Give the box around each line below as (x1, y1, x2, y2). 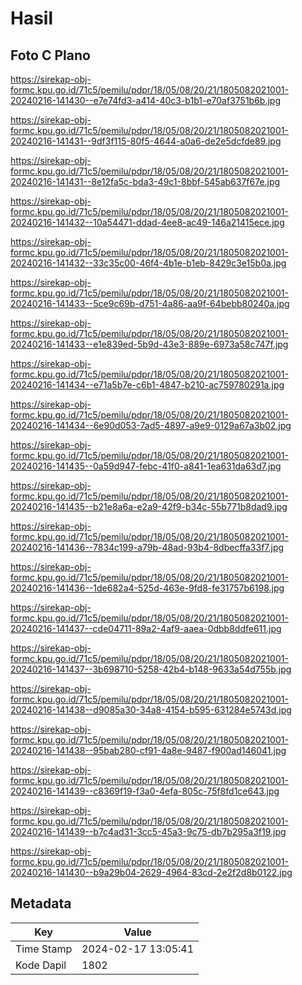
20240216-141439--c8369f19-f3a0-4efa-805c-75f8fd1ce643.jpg (10, 785, 280, 797)
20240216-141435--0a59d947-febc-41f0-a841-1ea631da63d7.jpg (10, 460, 282, 472)
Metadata (10, 895, 72, 912)
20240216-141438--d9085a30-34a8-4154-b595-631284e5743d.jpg (10, 704, 292, 716)
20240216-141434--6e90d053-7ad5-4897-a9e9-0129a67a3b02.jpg (10, 420, 292, 431)
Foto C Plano (10, 47, 91, 64)
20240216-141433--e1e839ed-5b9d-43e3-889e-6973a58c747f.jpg (10, 338, 289, 350)
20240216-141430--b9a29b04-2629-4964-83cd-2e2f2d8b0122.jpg (10, 867, 293, 878)
